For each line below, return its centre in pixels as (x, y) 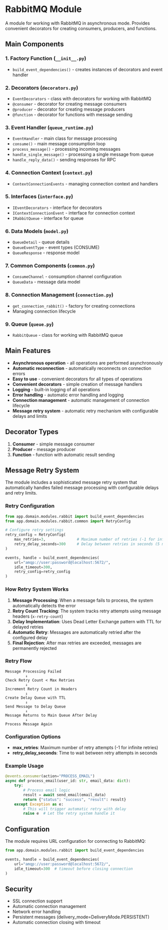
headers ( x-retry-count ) (38, 616)
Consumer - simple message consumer (53, 444)
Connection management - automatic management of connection (81, 400)
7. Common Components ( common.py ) (50, 266)
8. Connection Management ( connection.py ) (59, 295)
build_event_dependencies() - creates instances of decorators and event (87, 69)
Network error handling (36, 912)
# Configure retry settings (34, 530)
